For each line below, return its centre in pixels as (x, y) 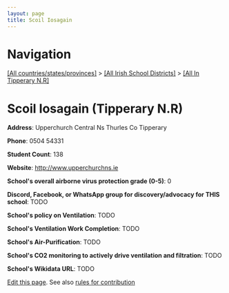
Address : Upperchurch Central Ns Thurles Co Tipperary (87, 128)
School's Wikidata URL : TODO (51, 269)
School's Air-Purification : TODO (54, 242)
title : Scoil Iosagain (40, 20)
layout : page (26, 13)
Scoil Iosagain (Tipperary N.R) (95, 108)
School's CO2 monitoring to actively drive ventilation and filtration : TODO (114, 256)
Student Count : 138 (35, 154)
